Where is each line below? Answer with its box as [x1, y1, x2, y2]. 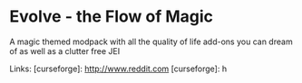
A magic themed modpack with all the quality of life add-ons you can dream [9, 36, 293, 47]
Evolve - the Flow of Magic [9, 6, 214, 27]
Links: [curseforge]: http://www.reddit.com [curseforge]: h [9, 63, 228, 74]
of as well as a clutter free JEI [9, 45, 121, 56]
